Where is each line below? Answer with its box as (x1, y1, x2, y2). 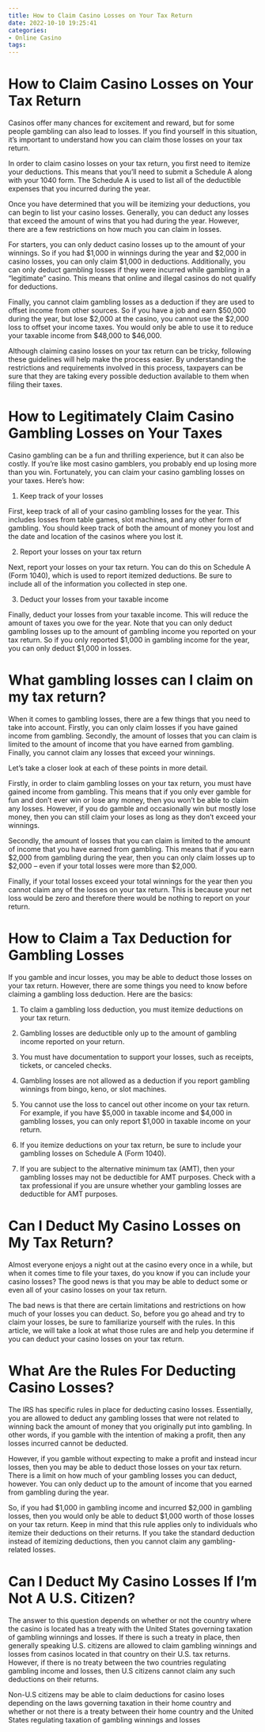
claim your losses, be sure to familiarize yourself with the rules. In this (8, 1317, 236, 1327)
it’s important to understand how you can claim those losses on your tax (8, 135, 243, 145)
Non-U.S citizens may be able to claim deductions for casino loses (8, 1689, 225, 1699)
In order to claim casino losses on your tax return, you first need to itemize (8, 159, 251, 169)
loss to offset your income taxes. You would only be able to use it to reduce (8, 322, 254, 332)
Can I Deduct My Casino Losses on (8, 1217, 241, 1235)
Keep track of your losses (19, 492, 104, 500)
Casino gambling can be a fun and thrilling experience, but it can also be (8, 450, 244, 460)
